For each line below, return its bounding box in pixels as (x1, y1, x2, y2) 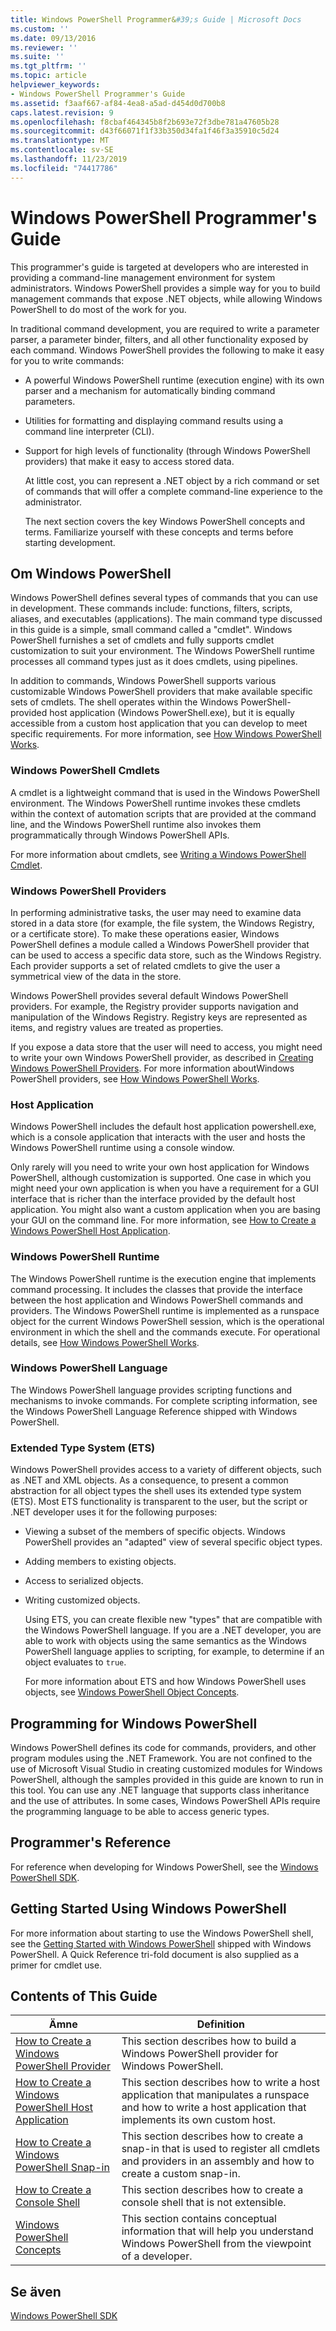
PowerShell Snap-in (15, 2161, 110, 2175)
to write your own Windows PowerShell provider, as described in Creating (10, 1051, 314, 1063)
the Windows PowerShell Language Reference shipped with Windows (10, 1405, 298, 1417)
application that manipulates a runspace (121, 2088, 310, 2102)
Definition (196, 2017, 245, 2031)
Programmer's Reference (10, 1834, 172, 1851)
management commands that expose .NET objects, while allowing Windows (10, 292, 323, 305)
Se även (10, 2283, 62, 2300)
